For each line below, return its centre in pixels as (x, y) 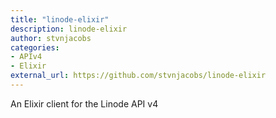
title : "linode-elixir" (60, 19)
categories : (35, 47)
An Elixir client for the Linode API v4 (84, 103)
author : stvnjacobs (51, 38)
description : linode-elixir (69, 29)
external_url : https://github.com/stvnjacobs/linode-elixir (138, 76)
